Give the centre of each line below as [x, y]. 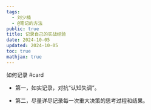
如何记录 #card [25, 75]
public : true [23, 29]
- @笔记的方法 [27, 23]
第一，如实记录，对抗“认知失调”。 [57, 88]
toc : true [19, 51]
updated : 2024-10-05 [32, 46]
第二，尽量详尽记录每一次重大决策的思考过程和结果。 [82, 100]
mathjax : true [24, 57]
